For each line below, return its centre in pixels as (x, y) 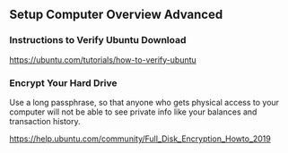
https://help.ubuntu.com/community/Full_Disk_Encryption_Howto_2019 (140, 139)
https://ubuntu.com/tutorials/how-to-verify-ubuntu (103, 59)
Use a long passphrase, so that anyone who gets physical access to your (144, 102)
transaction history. (45, 121)
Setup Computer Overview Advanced (116, 15)
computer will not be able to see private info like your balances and (133, 112)
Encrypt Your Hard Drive (64, 82)
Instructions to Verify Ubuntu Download (98, 40)
